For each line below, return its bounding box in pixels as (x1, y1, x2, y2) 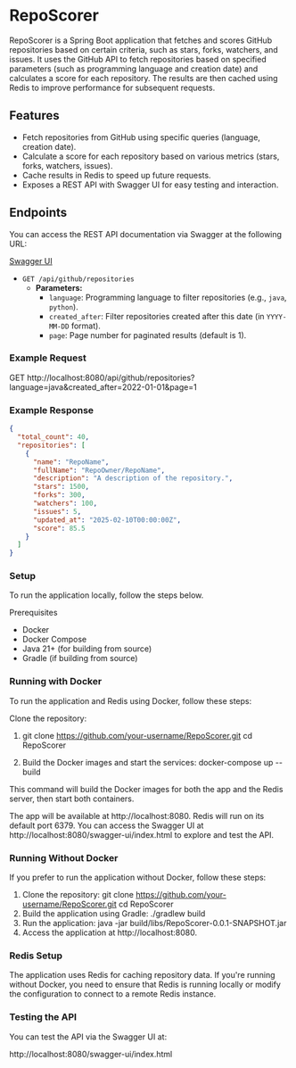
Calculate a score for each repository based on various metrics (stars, (21, 151, 280, 161)
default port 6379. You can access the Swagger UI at (9, 820, 204, 831)
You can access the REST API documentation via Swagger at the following (9, 228, 283, 239)
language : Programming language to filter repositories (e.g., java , (48, 292, 287, 302)
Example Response (9, 403, 95, 416)
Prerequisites (9, 608, 58, 618)
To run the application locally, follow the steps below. (9, 590, 204, 600)
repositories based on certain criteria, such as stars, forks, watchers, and (9, 44, 278, 54)
